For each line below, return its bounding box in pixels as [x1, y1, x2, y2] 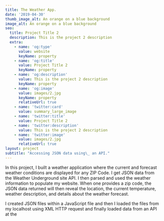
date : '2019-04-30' [5, 12, 46, 17]
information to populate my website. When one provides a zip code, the [5, 180, 152, 186]
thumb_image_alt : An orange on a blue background [5, 16, 110, 21]
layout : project [5, 146, 39, 151]
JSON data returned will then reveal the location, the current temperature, [5, 185, 157, 192]
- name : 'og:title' [14, 58, 55, 63]
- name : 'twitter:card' [14, 105, 64, 110]
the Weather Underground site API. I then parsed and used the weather [5, 175, 151, 181]
